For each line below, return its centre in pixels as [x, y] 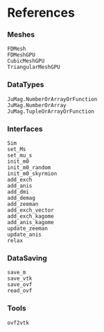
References [41, 13]
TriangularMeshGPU [34, 68]
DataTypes [26, 85]
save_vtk [20, 279]
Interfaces [25, 129]
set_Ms [17, 150]
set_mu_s [20, 156]
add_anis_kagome [31, 223]
